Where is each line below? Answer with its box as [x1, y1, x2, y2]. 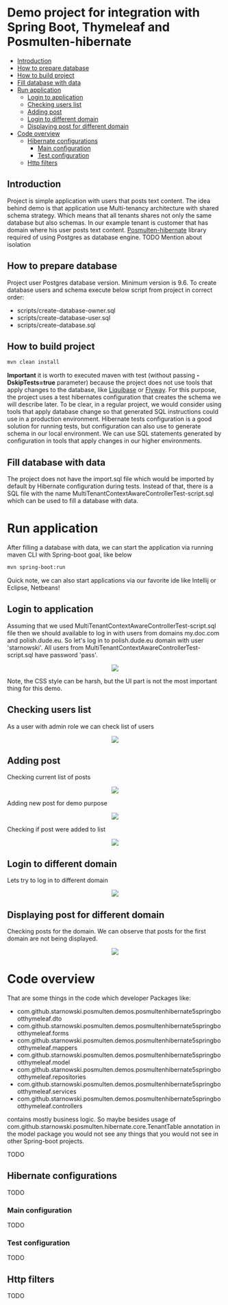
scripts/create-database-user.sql [16, 313, 111, 321]
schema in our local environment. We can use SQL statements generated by [7, 430, 222, 438]
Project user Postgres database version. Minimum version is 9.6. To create [7, 278, 217, 286]
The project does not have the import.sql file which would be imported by [7, 475, 214, 483]
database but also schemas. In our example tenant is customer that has [7, 218, 209, 227]
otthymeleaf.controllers [16, 1101, 83, 1110]
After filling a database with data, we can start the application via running [7, 544, 214, 551]
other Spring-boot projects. [7, 1136, 84, 1145]
